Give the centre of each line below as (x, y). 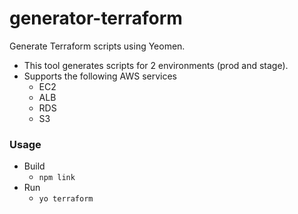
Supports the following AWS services (100, 76)
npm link (57, 178)
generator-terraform (96, 18)
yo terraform (66, 199)
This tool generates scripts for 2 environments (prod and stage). (156, 65)
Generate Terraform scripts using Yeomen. (97, 46)
